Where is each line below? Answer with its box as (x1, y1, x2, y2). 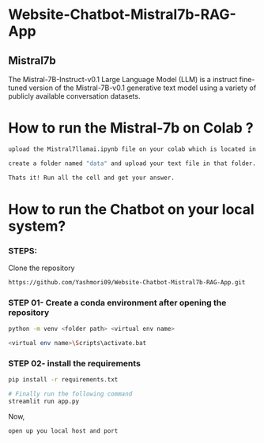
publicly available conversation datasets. (8, 92, 141, 100)
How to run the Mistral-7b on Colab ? (8, 119, 255, 137)
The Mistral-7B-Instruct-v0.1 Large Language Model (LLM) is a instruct (8, 75, 238, 84)
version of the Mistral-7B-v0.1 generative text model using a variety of (28, 83, 257, 92)
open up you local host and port (8, 426, 119, 435)
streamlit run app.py (8, 397, 80, 406)
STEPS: (8, 245, 38, 256)
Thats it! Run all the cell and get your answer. (8, 174, 175, 182)
